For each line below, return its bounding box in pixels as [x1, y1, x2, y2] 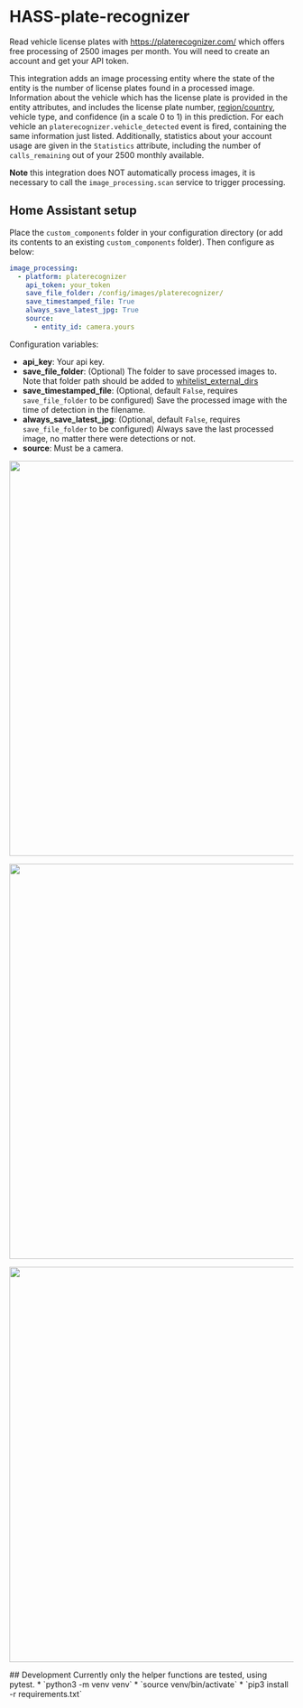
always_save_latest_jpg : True [25, 305, 140, 315]
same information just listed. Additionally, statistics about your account [9, 130, 272, 141]
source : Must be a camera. [22, 443, 124, 453]
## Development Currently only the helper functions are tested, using [9, 1669, 268, 1680]
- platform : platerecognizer [17, 272, 127, 281]
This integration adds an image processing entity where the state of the [9, 72, 275, 83]
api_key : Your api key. [22, 356, 106, 367]
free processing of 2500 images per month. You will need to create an [9, 45, 271, 56]
